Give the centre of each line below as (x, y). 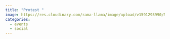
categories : (18, 19)
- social (19, 29)
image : (12, 15)
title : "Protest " (25, 10)
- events (19, 24)
